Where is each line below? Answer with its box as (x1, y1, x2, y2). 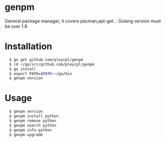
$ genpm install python (9, 114, 58, 119)
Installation (4, 41, 52, 52)
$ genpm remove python (9, 118, 56, 123)
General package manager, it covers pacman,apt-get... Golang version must (4, 18, 161, 24)
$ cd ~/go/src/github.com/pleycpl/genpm (9, 62, 94, 67)
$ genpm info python (9, 128, 52, 133)
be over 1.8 (4, 23, 27, 29)
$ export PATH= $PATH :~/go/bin (9, 71, 72, 76)
